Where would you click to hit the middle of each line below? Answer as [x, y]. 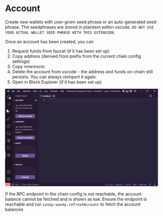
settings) [21, 61]
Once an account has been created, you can [49, 41]
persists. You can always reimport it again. [54, 77]
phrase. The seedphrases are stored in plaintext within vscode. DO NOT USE [80, 27]
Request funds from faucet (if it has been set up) [61, 51]
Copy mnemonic [28, 66]
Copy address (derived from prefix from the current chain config [77, 56]
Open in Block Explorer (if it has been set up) [57, 82]
